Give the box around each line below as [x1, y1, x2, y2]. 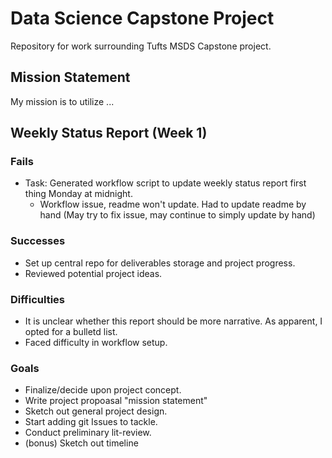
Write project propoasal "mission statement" [24, 395, 208, 407]
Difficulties [10, 292, 65, 306]
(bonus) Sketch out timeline [24, 437, 139, 449]
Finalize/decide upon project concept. [24, 384, 182, 396]
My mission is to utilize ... [10, 95, 115, 107]
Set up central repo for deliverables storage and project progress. [24, 257, 296, 269]
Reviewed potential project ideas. [24, 267, 163, 279]
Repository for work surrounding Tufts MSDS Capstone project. [10, 40, 272, 52]
